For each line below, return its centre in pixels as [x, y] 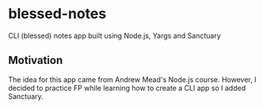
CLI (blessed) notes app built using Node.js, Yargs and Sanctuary [114, 36]
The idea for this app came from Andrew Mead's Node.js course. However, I [132, 79]
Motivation [36, 60]
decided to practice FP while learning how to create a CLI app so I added [127, 88]
